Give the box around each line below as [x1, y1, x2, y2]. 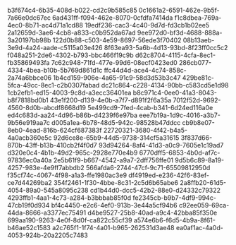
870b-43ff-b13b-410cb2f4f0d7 [7, 141, 97, 149]
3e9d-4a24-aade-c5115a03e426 [7, 44, 103, 52]
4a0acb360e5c [7, 133, 52, 142]
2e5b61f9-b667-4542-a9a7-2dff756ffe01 [53, 156, 174, 165]
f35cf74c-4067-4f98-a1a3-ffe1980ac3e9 [7, 171, 128, 179]
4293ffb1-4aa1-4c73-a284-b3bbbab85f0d [7, 193, 132, 202]
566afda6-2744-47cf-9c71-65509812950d [85, 164, 211, 172]
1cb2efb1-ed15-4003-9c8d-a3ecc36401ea [7, 88, 132, 97]
